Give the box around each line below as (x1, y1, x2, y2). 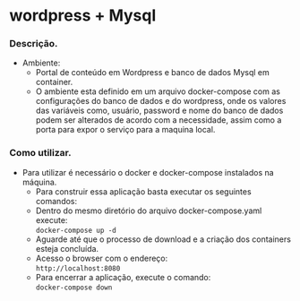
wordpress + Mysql (9, 5, 157, 26)
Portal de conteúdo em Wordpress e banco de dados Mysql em (35, 67, 270, 78)
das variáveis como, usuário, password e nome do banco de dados (35, 105, 284, 116)
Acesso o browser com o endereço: (35, 253, 168, 263)
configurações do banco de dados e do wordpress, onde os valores (35, 96, 287, 107)
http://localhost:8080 (35, 263, 121, 273)
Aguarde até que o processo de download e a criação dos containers (35, 234, 291, 245)
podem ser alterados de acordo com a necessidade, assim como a (35, 115, 282, 125)
